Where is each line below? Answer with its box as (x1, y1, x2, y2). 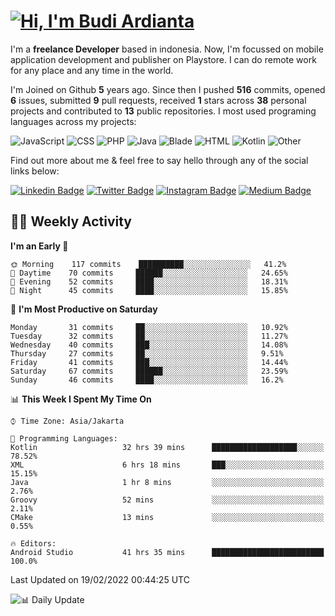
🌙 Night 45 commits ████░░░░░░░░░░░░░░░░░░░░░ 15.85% (10, 285, 288, 295)
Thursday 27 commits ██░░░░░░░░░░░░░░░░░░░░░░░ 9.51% (10, 348, 284, 359)
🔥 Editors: (10, 538, 57, 549)
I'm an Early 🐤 (10, 240, 69, 252)
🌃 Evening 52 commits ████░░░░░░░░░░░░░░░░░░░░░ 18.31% (10, 276, 288, 287)
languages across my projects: (10, 115, 137, 127)
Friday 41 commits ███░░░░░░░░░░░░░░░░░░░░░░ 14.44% (10, 357, 288, 367)
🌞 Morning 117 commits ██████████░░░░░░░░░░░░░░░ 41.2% (10, 259, 287, 269)
